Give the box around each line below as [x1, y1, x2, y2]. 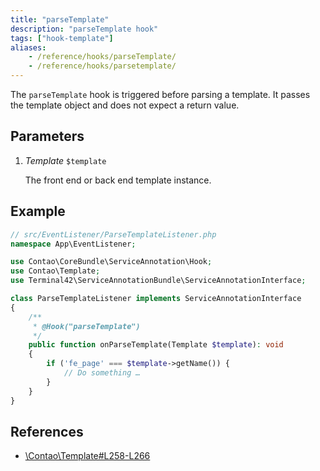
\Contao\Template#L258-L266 [24, 450, 151, 462]
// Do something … [63, 368, 141, 378]
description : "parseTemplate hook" [10, 24, 159, 34]
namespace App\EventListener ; [10, 239, 137, 249]
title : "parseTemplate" [10, 14, 110, 25]
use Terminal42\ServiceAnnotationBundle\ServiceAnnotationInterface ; [10, 276, 307, 286]
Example [10, 203, 66, 220]
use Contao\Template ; [10, 266, 101, 276]
